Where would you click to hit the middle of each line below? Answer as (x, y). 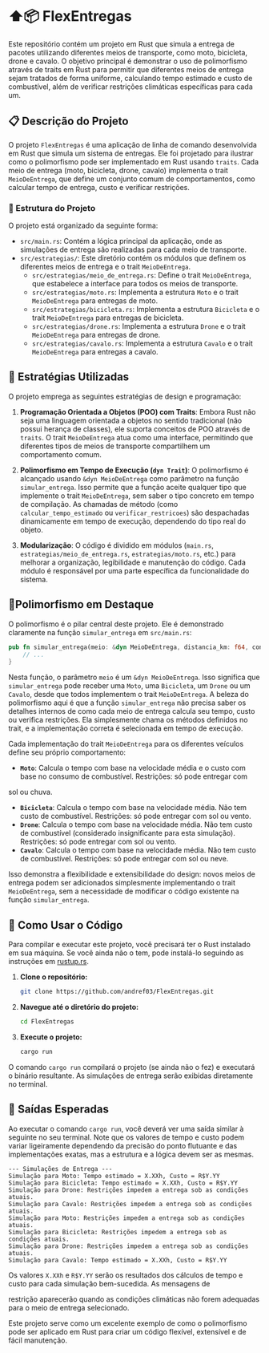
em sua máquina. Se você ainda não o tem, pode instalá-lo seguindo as (126, 953)
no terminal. (28, 1084)
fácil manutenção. (38, 1340)
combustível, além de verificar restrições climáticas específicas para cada (131, 87)
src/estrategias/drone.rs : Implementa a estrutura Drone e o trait (139, 326)
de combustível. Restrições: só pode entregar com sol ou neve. (124, 859)
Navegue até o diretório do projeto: (79, 1007)
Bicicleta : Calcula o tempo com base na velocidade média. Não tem (133, 808)
